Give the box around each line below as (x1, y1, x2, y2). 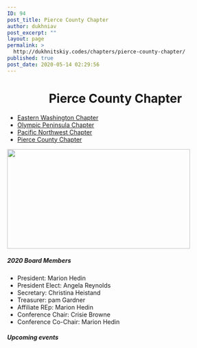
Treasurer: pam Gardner (16, 296, 86, 304)
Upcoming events (7, 334, 59, 342)
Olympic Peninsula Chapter (16, 121, 95, 129)
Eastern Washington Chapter (16, 113, 99, 121)
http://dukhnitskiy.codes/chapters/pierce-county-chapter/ (13, 49, 186, 56)
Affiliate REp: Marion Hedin (16, 303, 94, 311)
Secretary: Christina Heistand (16, 288, 101, 297)
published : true (7, 55, 54, 62)
